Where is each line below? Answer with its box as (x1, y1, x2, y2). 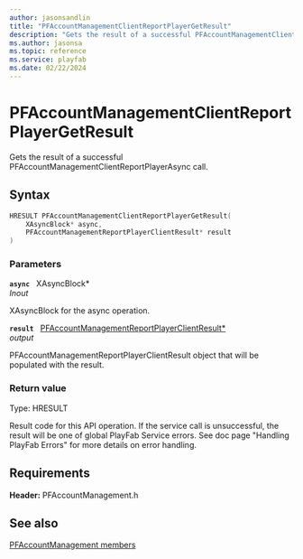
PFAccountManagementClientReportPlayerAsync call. (9, 161, 209, 172)
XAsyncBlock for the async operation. (9, 305, 151, 316)
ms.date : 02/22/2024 (9, 64, 87, 73)
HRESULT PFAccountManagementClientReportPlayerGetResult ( (9, 211, 232, 220)
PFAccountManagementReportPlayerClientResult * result (25, 228, 232, 238)
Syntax (9, 187, 50, 203)
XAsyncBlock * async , (25, 219, 103, 228)
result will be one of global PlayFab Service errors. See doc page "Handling (9, 430, 290, 441)
